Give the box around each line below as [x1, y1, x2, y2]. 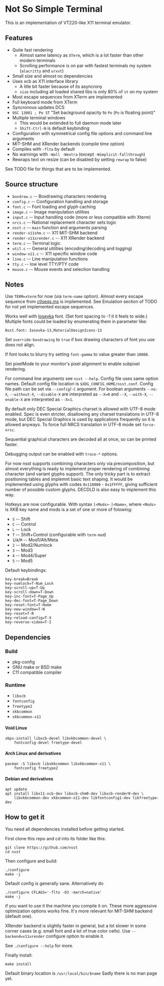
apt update [5, 787, 27, 792]
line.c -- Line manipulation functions [12, 256, 88, 262]
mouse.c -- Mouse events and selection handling [12, 266, 110, 272]
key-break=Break [5, 577, 38, 582]
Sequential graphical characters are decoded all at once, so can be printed [5, 436, 156, 442]
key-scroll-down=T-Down [5, 590, 54, 595]
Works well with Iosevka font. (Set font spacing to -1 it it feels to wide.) [5, 313, 148, 320]
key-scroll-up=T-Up [5, 586, 45, 590]
